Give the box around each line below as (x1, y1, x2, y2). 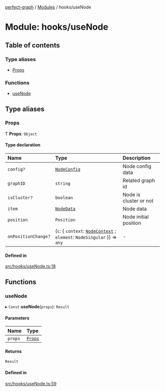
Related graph (122, 177, 155, 184)
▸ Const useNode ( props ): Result (5, 303, 70, 310)
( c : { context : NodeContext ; (55, 228, 116, 235)
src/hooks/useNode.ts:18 (5, 263, 56, 269)
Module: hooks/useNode (5, 22, 109, 33)
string (55, 181, 71, 186)
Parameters (5, 315, 29, 321)
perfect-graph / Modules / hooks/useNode (5, 4, 91, 10)
